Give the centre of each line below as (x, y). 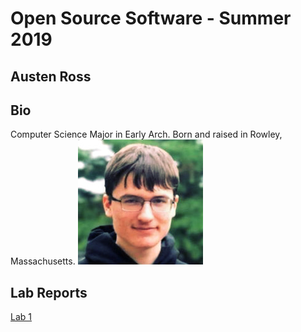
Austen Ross (51, 76)
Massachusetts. (43, 261)
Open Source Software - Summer (151, 18)
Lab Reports (49, 292)
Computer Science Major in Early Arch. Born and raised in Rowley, (146, 134)
